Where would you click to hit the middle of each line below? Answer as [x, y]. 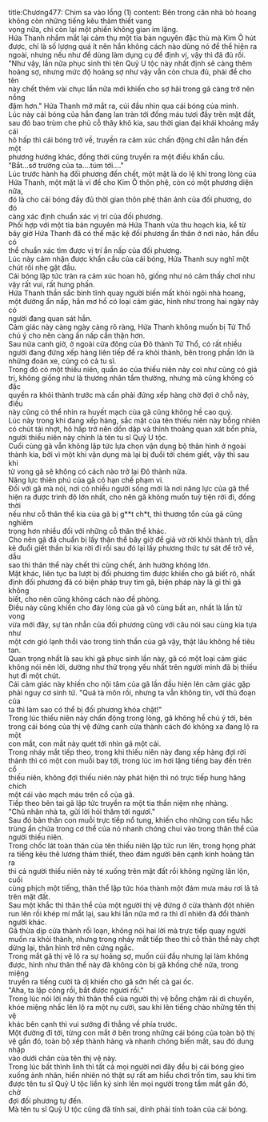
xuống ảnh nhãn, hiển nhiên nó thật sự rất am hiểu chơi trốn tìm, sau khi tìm [132, 1075]
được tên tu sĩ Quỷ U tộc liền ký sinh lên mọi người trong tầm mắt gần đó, [128, 1084]
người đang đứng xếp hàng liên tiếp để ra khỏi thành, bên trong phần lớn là [131, 353]
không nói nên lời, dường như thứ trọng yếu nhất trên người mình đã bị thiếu [133, 667]
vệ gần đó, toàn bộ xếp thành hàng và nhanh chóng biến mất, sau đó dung [131, 1041]
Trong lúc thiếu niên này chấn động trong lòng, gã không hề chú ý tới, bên [130, 718]
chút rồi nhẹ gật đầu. [43, 267]
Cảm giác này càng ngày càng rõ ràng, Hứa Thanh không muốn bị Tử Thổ [130, 327]
